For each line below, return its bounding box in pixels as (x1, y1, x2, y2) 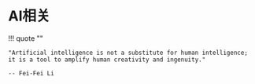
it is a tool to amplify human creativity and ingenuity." (8, 56, 206, 64)
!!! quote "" (8, 33, 43, 43)
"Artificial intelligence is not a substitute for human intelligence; (8, 49, 248, 57)
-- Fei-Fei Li (8, 69, 55, 77)
